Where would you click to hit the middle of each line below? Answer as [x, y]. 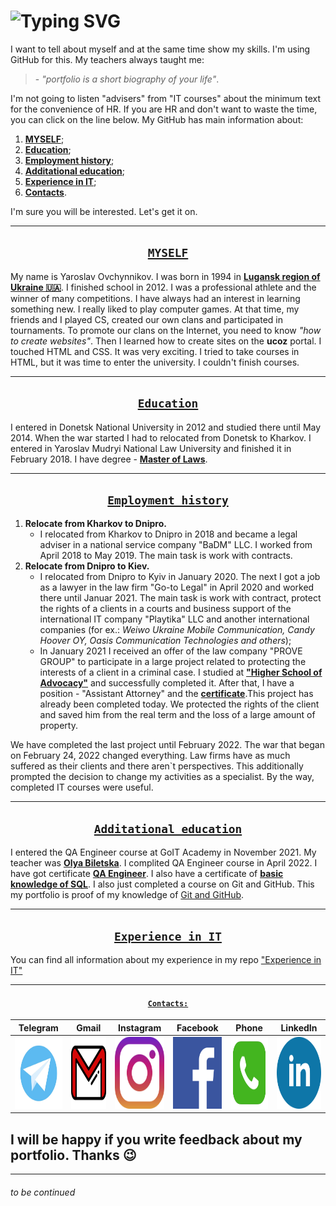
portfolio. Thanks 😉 [73, 1155]
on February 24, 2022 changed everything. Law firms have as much [150, 756]
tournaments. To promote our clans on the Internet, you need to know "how [166, 330]
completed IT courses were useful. [82, 787]
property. [58, 726]
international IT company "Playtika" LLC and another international [174, 619]
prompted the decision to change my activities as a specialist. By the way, [162, 777]
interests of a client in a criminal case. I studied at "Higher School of [181, 672]
